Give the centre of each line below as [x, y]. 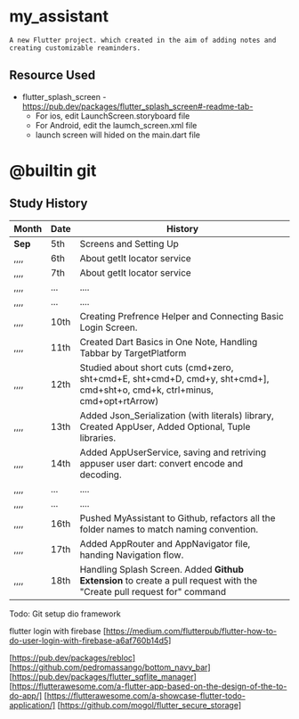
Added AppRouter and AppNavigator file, [165, 543]
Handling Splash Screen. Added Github [162, 569]
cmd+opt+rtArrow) [119, 401]
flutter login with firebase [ [58, 631]
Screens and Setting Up [129, 244]
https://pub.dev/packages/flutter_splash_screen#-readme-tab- [137, 106]
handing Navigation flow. [132, 555]
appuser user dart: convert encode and [162, 463]
